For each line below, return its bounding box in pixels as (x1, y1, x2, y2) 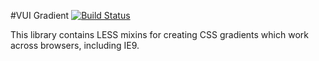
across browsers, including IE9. (10, 40, 140, 51)
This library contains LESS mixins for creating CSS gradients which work (10, 29, 309, 40)
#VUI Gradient (10, 10, 70, 21)
